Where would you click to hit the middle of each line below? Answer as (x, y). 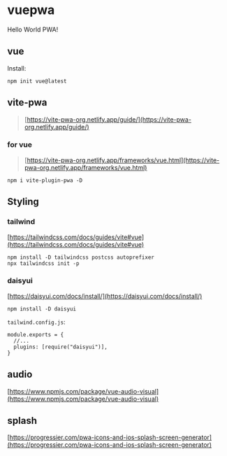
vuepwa (31, 10)
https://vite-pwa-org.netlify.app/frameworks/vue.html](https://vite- (123, 160)
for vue (20, 145)
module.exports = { (36, 334)
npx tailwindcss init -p (43, 263)
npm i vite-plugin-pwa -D (45, 180)
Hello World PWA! (33, 29)
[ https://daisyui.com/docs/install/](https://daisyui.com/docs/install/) (105, 296)
